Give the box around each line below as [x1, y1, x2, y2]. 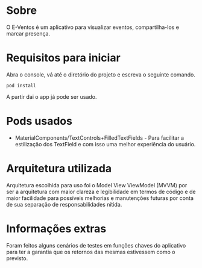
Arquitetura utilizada [6, 162, 112, 175]
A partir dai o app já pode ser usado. [6, 93, 97, 100]
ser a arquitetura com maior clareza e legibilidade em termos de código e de [6, 188, 196, 195]
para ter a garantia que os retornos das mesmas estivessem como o [6, 248, 175, 255]
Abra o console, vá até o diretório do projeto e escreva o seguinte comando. [6, 70, 196, 78]
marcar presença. [6, 30, 50, 37]
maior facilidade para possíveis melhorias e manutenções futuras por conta [6, 194, 194, 202]
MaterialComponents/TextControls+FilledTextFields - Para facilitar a [14, 134, 185, 142]
